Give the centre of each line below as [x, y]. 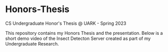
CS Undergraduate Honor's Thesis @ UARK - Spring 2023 [66, 23]
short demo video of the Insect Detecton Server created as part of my [78, 38]
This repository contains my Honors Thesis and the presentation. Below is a [84, 33]
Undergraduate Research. [32, 43]
